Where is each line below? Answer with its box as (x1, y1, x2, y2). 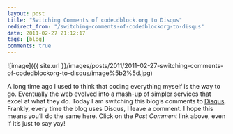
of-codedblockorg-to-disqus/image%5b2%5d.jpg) (7, 69, 153, 77)
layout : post (7, 10, 45, 17)
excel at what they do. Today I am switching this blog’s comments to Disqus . (7, 97, 227, 105)
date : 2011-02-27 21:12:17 (7, 29, 86, 37)
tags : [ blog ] (7, 36, 45, 43)
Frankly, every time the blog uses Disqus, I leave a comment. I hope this (7, 105, 214, 112)
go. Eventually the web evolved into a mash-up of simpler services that (7, 90, 211, 98)
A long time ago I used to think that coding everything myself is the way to (7, 83, 221, 90)
